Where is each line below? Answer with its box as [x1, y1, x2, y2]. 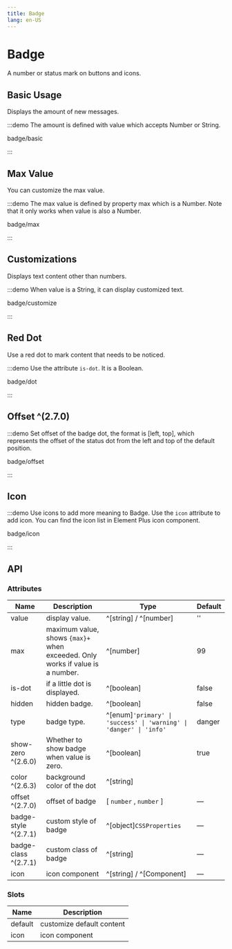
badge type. [46, 717, 86, 726]
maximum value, [46, 625, 99, 634]
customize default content [40, 919, 126, 929]
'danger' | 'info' [106, 726, 167, 733]
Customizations [7, 254, 77, 265]
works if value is [46, 659, 99, 668]
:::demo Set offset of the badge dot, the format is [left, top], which [7, 429, 195, 438]
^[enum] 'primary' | [106, 710, 173, 720]
